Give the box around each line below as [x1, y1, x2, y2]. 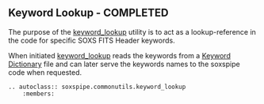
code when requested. [8, 67, 82, 77]
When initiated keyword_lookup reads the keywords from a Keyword [8, 50, 231, 60]
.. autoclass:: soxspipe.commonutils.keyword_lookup [8, 83, 186, 91]
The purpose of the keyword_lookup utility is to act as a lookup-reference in [8, 27, 256, 36]
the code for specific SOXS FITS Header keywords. [8, 35, 176, 45]
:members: [22, 90, 55, 98]
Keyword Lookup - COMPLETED [8, 6, 169, 20]
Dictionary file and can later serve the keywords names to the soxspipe [8, 59, 240, 69]
